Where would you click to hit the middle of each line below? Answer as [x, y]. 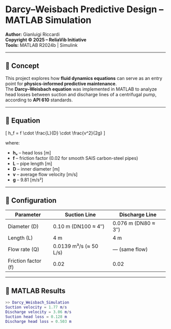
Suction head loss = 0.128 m [36, 317]
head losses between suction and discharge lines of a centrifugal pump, [81, 94]
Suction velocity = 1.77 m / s [36, 307]
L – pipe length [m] [32, 163]
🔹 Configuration [31, 200]
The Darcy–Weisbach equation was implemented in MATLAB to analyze [81, 89]
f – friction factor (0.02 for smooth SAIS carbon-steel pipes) [75, 158]
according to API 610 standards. [39, 100]
